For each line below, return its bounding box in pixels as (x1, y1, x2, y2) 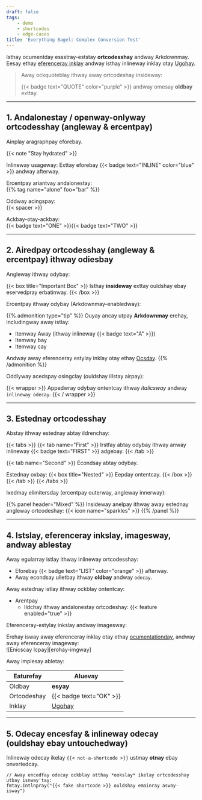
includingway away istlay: (6, 318, 70, 325)
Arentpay (14, 597, 38, 604)
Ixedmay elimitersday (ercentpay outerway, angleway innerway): (6, 489, 167, 496)
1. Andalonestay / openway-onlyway (6, 113, 146, 123)
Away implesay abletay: (6, 658, 65, 665)
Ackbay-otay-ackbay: (6, 215, 60, 223)
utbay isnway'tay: (6, 778, 52, 784)
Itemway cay (14, 343, 47, 350)
